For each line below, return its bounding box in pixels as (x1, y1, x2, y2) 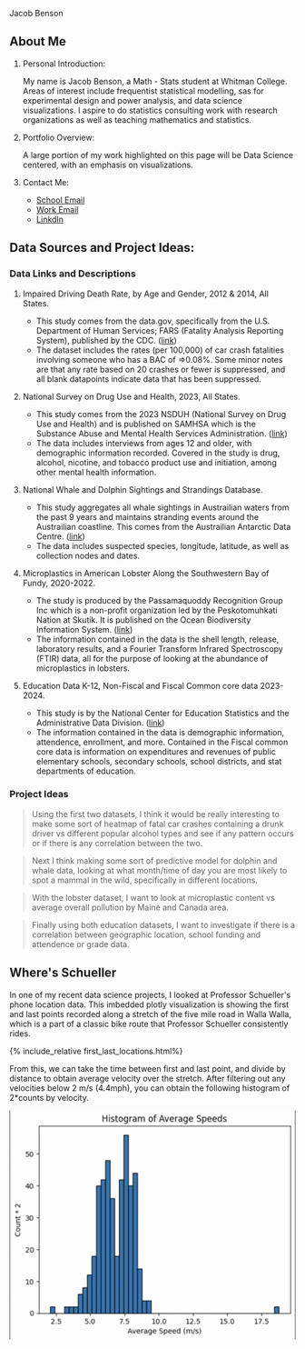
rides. (9, 1027, 31, 1039)
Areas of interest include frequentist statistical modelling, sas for (22, 85, 265, 96)
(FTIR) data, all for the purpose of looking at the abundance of (35, 653, 269, 664)
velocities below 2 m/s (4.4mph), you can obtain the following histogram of (9, 1082, 290, 1094)
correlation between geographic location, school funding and (31, 929, 261, 940)
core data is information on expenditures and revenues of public (35, 745, 277, 757)
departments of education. (35, 765, 136, 776)
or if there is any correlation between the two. (31, 837, 203, 848)
